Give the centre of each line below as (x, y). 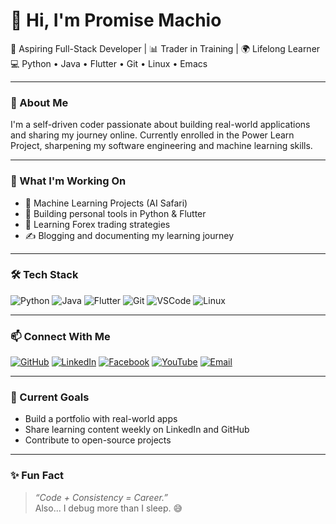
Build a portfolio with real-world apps (101, 419)
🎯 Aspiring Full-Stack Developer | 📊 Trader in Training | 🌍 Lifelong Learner (165, 48)
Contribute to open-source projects (98, 440)
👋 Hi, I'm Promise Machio (116, 20)
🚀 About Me (39, 102)
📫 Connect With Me (60, 336)
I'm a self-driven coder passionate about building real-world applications (160, 125)
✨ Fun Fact (37, 476)
